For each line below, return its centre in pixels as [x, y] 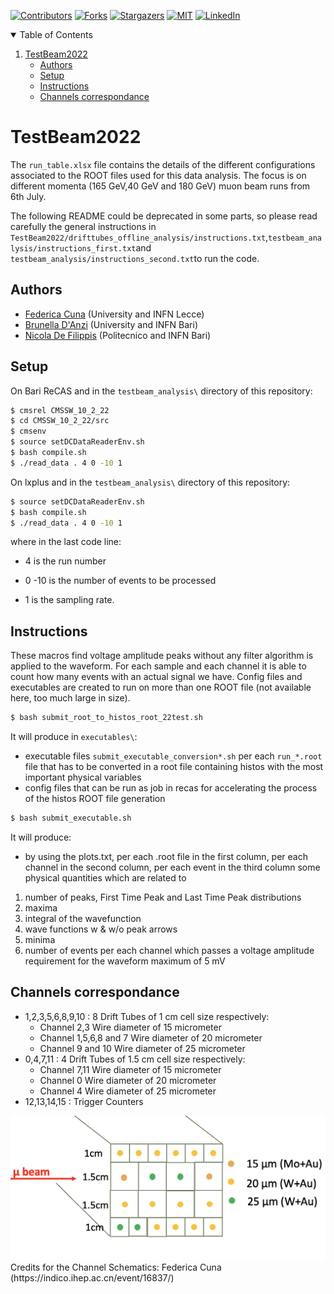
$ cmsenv [28, 431]
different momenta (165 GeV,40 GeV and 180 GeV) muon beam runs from [160, 186]
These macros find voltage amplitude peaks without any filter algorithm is [162, 656]
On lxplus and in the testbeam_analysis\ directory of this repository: [150, 482]
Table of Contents [56, 34]
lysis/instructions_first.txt [73, 248]
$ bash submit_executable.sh [71, 818]
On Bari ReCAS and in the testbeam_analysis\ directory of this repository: [161, 391]
